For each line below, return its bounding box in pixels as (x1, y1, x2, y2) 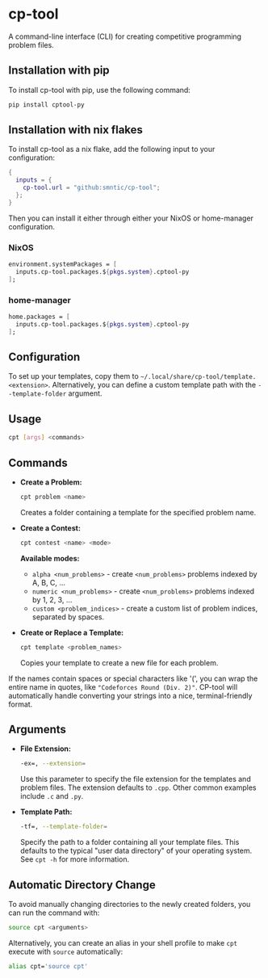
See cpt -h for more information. (19, 854, 130, 864)
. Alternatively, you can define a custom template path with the (48, 380, 257, 390)
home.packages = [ (8, 313, 70, 321)
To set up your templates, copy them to (8, 371, 139, 381)
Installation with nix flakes (8, 123, 144, 137)
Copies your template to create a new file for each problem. (19, 657, 219, 667)
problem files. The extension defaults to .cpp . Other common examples (19, 783, 257, 792)
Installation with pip (8, 64, 111, 78)
